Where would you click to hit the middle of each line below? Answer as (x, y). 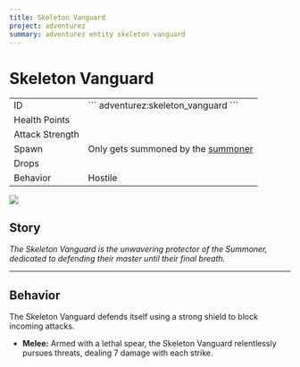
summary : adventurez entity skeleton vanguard (97, 34)
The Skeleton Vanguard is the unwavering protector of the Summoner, (138, 249)
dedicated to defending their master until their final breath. (117, 259)
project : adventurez (48, 26)
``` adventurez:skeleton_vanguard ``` (163, 105)
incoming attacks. (42, 326)
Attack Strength (47, 135)
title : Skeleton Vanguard (57, 17)
